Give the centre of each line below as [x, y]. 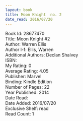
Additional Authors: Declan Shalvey [42, 55]
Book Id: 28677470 [25, 34]
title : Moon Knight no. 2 [33, 15]
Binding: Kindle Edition [28, 82]
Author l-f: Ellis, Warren [29, 50]
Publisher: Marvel [23, 77]
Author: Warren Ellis [26, 44]
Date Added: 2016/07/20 [31, 103]
